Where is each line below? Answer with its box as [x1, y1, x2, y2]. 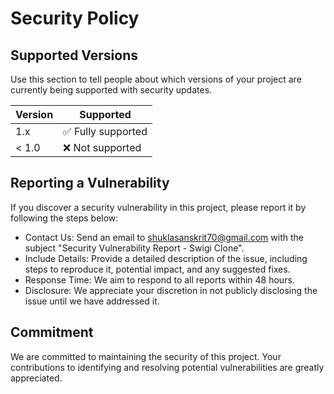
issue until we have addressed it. [24, 295, 160, 307]
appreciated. [10, 372, 63, 384]
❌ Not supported [63, 141, 142, 154]
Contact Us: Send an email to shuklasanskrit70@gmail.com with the [24, 231, 304, 243]
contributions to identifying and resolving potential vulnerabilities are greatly [10, 361, 325, 373]
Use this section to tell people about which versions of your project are [10, 73, 302, 85]
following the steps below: [10, 212, 119, 224]
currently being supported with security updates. [10, 84, 213, 96]
